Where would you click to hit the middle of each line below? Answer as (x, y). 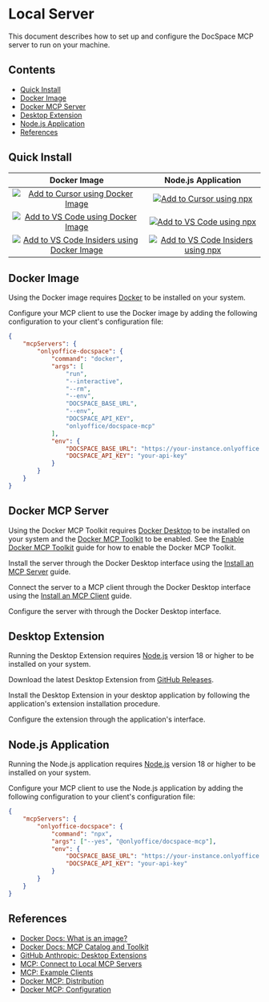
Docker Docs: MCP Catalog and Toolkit (84, 947)
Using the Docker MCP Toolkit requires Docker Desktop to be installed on (129, 530)
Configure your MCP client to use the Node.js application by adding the (126, 788)
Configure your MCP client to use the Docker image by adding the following (133, 313)
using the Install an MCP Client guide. (70, 595)
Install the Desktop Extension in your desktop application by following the (129, 695)
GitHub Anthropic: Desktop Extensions (83, 955)
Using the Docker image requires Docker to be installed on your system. (127, 297)
